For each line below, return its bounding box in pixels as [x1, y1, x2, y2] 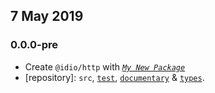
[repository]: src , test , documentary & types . [24, 71, 205, 83]
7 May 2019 [10, 8, 84, 25]
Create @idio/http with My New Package [24, 60, 186, 73]
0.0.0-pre [10, 38, 59, 52]
